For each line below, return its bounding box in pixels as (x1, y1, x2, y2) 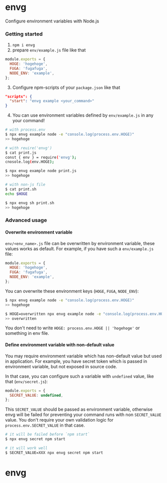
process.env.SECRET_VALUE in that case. (5, 422, 85, 428)
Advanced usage (5, 217, 47, 224)
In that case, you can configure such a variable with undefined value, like (5, 373, 154, 379)
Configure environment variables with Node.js (5, 18, 99, 24)
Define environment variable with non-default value (5, 342, 115, 348)
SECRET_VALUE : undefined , (9, 393, 64, 398)
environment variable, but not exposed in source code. (5, 363, 117, 369)
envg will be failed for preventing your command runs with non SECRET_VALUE (5, 412, 162, 418)
